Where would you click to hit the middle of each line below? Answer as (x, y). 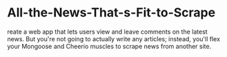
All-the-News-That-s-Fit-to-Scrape (111, 13)
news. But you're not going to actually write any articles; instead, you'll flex (114, 38)
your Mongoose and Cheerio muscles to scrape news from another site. (109, 46)
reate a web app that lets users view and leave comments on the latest (108, 32)
